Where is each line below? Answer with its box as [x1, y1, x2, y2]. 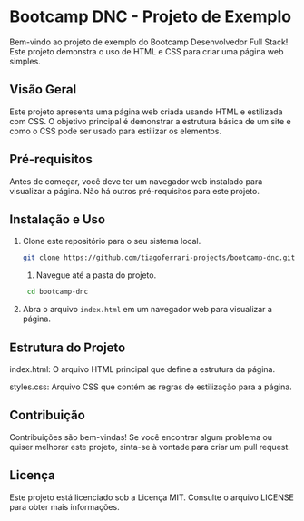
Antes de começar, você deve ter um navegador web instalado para [9, 175, 263, 187]
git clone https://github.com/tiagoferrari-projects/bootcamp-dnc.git [22, 253, 296, 262]
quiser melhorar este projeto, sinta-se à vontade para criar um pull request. [9, 441, 290, 452]
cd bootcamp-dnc [26, 288, 89, 297]
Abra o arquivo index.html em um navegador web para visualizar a [22, 304, 272, 315]
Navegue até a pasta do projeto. [35, 270, 157, 280]
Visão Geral [9, 82, 77, 97]
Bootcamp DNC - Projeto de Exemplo [9, 6, 292, 27]
